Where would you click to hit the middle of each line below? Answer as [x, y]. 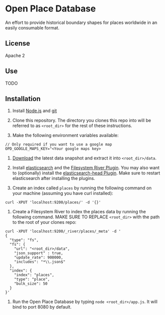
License [18, 44]
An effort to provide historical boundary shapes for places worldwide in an [81, 22]
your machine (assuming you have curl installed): [63, 193]
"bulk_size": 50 [31, 284]
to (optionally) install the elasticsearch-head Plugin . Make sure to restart [86, 173]
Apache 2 [15, 55]
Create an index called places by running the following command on [82, 188]
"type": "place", [32, 280]
